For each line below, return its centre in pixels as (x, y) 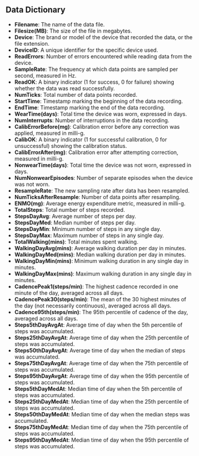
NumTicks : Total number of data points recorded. (76, 94)
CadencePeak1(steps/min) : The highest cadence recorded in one (96, 286)
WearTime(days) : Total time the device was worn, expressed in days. (100, 114)
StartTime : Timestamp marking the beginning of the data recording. (99, 101)
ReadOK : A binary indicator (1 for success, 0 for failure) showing (94, 82)
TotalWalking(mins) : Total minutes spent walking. (76, 242)
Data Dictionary (35, 10)
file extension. (32, 43)
